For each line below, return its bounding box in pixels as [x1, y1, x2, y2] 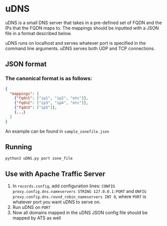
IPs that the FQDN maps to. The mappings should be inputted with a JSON [5, 25, 159, 31]
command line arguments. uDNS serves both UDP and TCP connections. [5, 45, 155, 51]
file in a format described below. [5, 30, 72, 36]
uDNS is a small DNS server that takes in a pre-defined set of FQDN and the [5, 20, 162, 26]
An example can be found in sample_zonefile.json [5, 128, 109, 134]
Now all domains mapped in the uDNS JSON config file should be [12, 209, 148, 216]
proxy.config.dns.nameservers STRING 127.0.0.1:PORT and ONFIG [12, 188, 147, 194]
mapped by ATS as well [12, 215, 61, 221]
